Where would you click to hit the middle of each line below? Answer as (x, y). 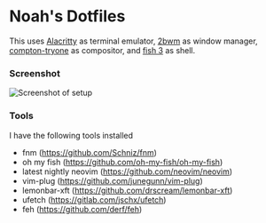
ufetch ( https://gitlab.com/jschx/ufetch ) (94, 199)
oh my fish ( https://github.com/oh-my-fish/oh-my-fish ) (122, 162)
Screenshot (35, 73)
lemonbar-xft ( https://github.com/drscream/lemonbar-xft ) (127, 190)
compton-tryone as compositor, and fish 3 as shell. (102, 50)
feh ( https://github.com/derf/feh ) (82, 209)
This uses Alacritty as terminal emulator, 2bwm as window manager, (134, 41)
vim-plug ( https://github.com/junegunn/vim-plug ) (113, 180)
